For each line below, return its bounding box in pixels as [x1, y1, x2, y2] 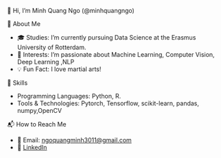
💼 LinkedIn [16, 144, 47, 151]
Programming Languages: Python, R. [16, 92, 121, 100]
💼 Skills [7, 79, 28, 87]
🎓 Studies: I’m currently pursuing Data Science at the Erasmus [16, 34, 196, 41]
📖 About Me [7, 20, 41, 27]
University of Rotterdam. [16, 43, 87, 51]
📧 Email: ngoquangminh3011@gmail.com [16, 136, 132, 144]
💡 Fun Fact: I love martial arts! [16, 65, 102, 73]
